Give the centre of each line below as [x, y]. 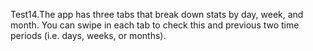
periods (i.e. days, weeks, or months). [88, 35]
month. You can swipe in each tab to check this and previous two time [155, 25]
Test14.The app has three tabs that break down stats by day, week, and [157, 14]
